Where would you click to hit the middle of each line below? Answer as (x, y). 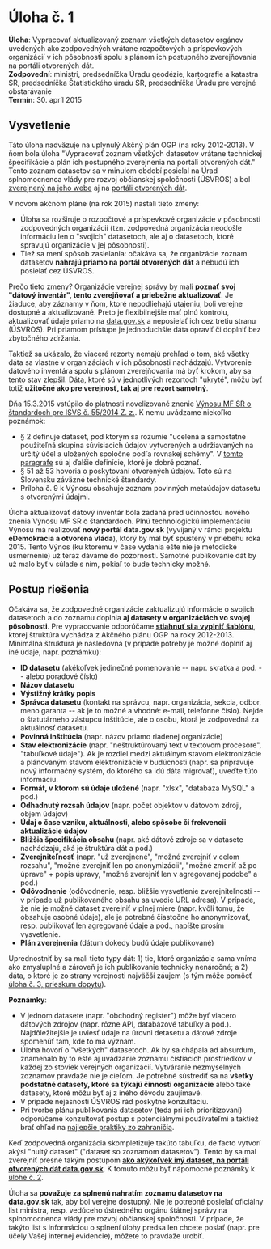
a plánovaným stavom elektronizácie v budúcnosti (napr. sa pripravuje (137, 762)
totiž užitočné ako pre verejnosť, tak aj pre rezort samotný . (108, 387)
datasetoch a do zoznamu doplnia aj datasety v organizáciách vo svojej (129, 617)
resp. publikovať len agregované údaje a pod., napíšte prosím (122, 925)
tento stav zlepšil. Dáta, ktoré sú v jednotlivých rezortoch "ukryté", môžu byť (135, 379)
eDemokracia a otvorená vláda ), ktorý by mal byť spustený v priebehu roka (135, 538)
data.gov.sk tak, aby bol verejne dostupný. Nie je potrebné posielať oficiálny (136, 1201)
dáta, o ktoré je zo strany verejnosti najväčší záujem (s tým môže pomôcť (130, 976)
